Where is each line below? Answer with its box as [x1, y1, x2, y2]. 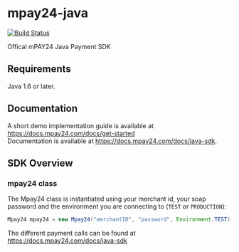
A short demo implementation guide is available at [7, 121, 154, 130]
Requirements [7, 63, 71, 75]
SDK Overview [7, 157, 73, 169]
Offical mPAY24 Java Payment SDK [7, 42, 112, 51]
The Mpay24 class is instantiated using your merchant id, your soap [7, 194, 206, 204]
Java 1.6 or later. [7, 82, 55, 90]
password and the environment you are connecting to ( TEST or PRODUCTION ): [7, 202, 227, 211]
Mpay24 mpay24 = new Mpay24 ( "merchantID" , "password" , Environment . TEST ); [7, 216, 234, 224]
